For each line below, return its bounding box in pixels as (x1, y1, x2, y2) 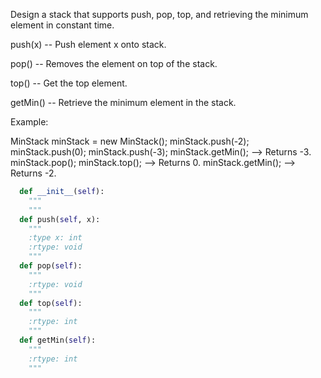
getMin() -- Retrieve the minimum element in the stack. (10, 97, 237, 108)
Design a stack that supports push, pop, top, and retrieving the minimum (10, 9, 309, 20)
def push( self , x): (19, 214, 101, 224)
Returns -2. (10, 167, 57, 179)
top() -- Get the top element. (10, 77, 128, 89)
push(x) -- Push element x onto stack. (10, 39, 167, 50)
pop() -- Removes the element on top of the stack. (10, 58, 218, 69)
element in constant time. (10, 19, 115, 31)
